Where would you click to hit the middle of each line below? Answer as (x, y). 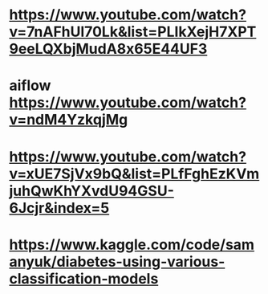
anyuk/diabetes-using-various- (117, 261)
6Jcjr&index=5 (59, 208)
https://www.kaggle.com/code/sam (132, 245)
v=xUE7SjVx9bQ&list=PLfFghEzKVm (134, 174)
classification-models (84, 278)
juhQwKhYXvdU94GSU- (92, 191)
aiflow (30, 86)
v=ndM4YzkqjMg (69, 120)
